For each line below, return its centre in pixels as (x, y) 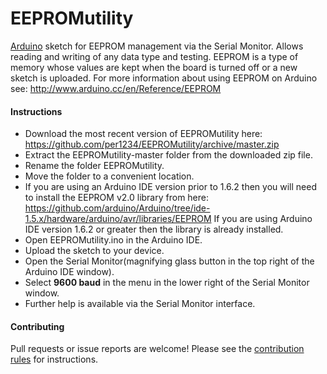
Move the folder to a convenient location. (109, 176)
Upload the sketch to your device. (94, 251)
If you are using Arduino (263, 219)
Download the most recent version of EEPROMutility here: (143, 134)
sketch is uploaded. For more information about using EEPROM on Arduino (164, 78)
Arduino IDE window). (69, 272)
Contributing (37, 326)
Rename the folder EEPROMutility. (94, 166)
